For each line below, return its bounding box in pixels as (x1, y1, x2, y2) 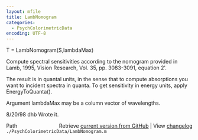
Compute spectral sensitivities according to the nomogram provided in (6, 58, 178, 65)
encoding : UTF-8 (6, 31, 46, 36)
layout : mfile (6, 8, 41, 15)
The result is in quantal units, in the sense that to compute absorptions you (6, 76, 188, 83)
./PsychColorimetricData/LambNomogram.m (6, 129, 108, 135)
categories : (6, 19, 35, 25)
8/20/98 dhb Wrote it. (6, 111, 59, 118)
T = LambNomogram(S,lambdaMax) (6, 46, 94, 54)
